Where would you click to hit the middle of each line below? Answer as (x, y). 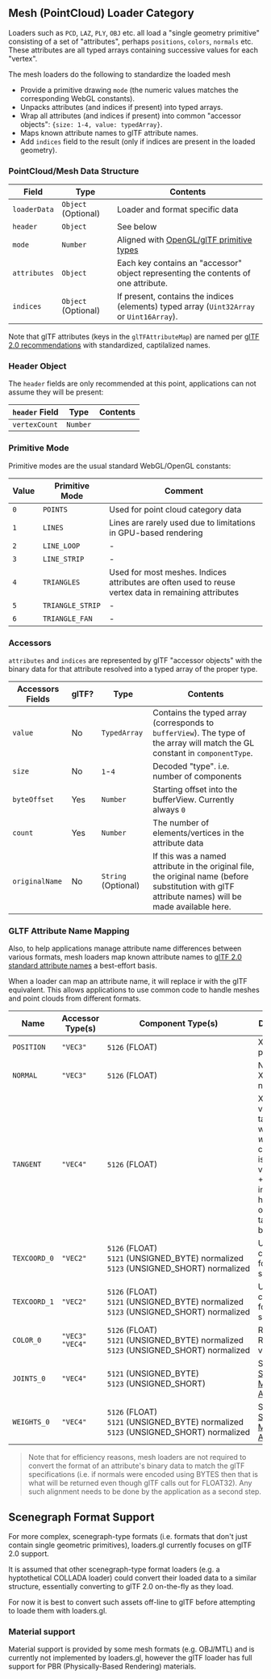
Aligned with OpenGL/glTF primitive (184, 240)
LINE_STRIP (64, 559)
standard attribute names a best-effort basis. (83, 966)
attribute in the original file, (203, 866)
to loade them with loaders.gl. (58, 1611)
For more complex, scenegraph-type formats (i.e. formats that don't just (128, 1537)
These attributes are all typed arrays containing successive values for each (133, 50)
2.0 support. (29, 1554)
